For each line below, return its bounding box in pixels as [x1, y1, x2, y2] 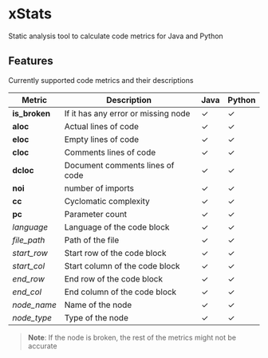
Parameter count [64, 208, 128, 219]
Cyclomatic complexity [64, 195, 150, 207]
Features [8, 54, 53, 68]
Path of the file [64, 234, 120, 246]
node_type [12, 312, 52, 323]
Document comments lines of [64, 159, 175, 171]
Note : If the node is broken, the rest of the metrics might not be [27, 332, 237, 342]
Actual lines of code [64, 120, 140, 132]
